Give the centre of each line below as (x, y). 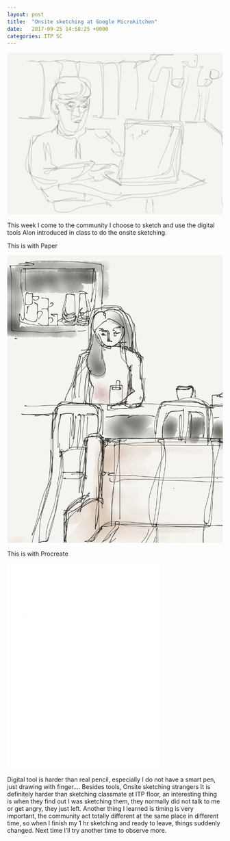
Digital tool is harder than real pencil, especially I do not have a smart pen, (111, 779)
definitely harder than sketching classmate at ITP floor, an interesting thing (112, 794)
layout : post (26, 14)
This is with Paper (33, 246)
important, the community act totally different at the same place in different (113, 816)
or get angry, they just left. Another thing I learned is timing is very (100, 809)
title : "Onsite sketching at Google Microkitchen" (82, 22)
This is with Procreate (38, 554)
